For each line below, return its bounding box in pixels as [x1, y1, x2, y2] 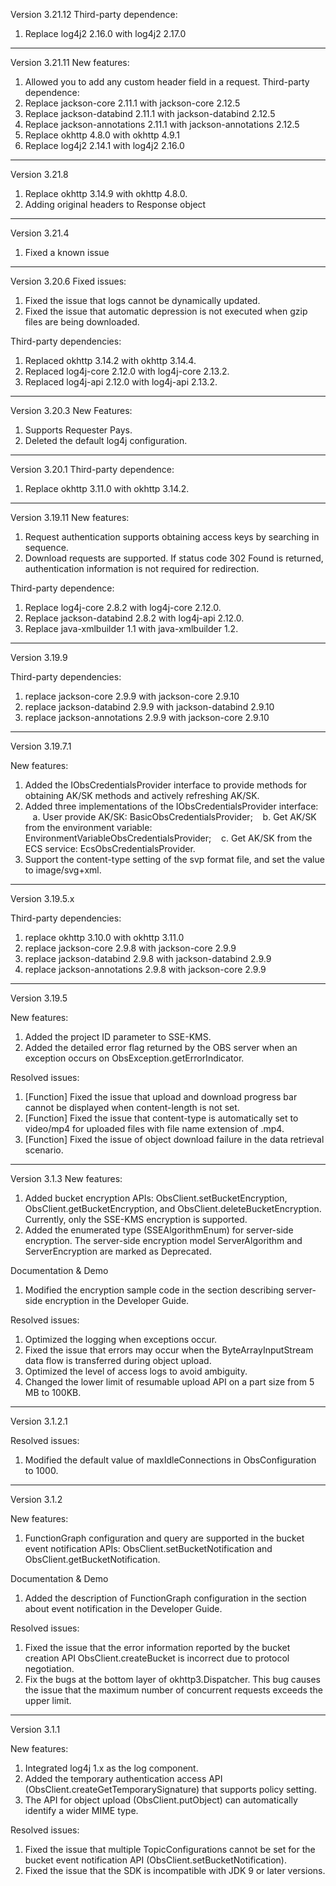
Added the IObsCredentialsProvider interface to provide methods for [24, 779, 308, 791]
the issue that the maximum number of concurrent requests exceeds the [24, 1684, 323, 1696]
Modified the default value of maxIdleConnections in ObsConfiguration [24, 1454, 317, 1466]
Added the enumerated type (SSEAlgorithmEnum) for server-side [24, 1224, 294, 1236]
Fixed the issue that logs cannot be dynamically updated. [24, 295, 261, 306]
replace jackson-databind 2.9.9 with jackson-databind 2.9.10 [24, 701, 275, 713]
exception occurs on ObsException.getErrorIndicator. [24, 1052, 245, 1064]
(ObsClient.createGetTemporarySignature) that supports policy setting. [24, 1784, 317, 1795]
